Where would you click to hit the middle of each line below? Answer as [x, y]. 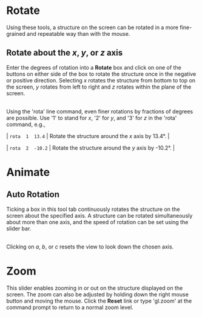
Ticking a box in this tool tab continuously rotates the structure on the [93, 209]
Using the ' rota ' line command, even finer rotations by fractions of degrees [99, 111]
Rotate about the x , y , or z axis [65, 53]
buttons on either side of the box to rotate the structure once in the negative [101, 74]
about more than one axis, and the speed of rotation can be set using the [97, 222]
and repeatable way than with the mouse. [79, 33]
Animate [28, 172]
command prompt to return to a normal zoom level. [70, 307]
